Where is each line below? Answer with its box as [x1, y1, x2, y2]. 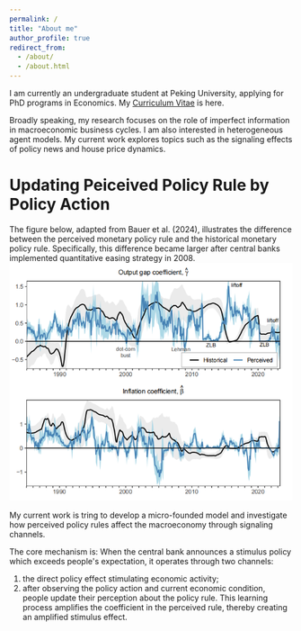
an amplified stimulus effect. [22, 611, 128, 622]
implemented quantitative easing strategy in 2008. [9, 252, 196, 263]
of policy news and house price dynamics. [9, 144, 166, 154]
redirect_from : [9, 43, 66, 52]
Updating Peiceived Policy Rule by [9, 176, 270, 195]
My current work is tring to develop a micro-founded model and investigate [9, 509, 288, 520]
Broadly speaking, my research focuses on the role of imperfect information [9, 115, 290, 125]
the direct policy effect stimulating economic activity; [22, 572, 219, 584]
